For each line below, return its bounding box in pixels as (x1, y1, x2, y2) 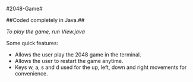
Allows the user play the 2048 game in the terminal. (14, 51, 141, 58)
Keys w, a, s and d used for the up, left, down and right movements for (14, 64, 187, 71)
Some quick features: (6, 40, 59, 46)
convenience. (14, 70, 49, 77)
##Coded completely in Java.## (6, 17, 85, 23)
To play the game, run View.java (6, 28, 85, 35)
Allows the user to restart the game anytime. (14, 58, 124, 64)
